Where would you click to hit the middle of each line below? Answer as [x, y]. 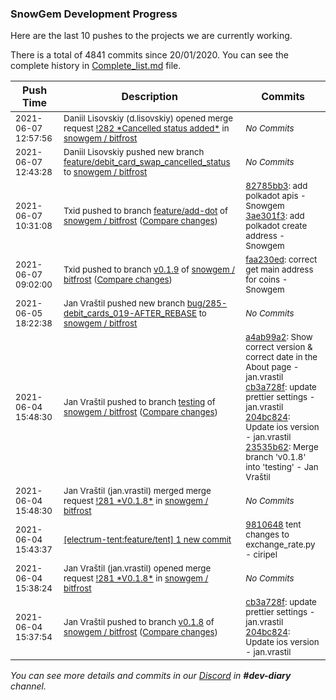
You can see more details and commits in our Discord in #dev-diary [151, 676]
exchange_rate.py [280, 545]
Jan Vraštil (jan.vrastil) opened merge [137, 568]
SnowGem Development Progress [94, 14]
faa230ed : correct [281, 260]
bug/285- [207, 303]
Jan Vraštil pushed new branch [124, 303]
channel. [28, 686]
